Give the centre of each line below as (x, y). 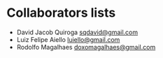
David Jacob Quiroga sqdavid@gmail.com (77, 32)
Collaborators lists (61, 13)
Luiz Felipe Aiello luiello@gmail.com (68, 39)
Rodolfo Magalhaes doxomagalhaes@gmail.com (86, 47)
